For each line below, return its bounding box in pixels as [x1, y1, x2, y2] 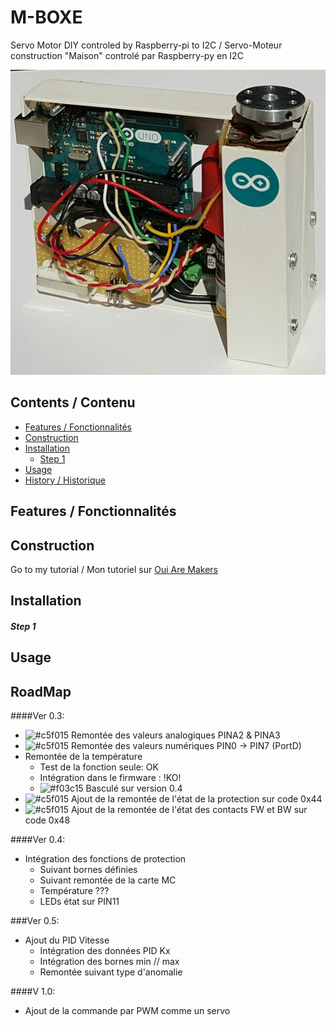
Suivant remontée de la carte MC [39, 874, 177, 886]
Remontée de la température [24, 751, 143, 763]
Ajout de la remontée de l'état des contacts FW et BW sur [70, 804, 308, 816]
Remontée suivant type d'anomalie [39, 966, 183, 978]
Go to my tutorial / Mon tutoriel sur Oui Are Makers [10, 564, 219, 575]
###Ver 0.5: [10, 915, 60, 927]
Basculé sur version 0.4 [85, 782, 183, 795]
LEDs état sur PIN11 [39, 896, 120, 908]
